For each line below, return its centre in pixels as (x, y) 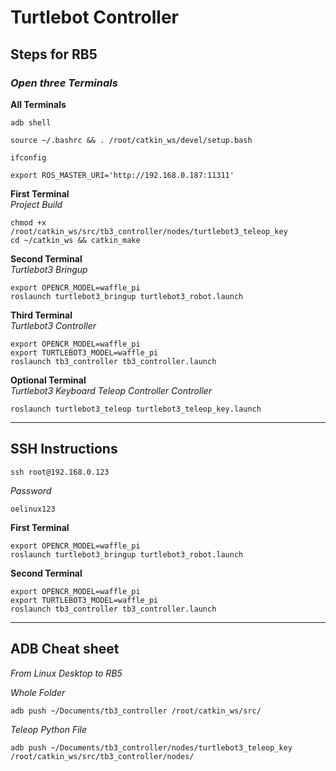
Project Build (36, 204)
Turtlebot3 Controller (53, 325)
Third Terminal (41, 315)
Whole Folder (38, 692)
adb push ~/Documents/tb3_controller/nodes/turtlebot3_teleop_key (151, 747)
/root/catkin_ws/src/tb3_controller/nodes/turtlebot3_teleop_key (149, 231)
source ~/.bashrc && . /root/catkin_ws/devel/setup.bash (131, 140)
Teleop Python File (49, 729)
